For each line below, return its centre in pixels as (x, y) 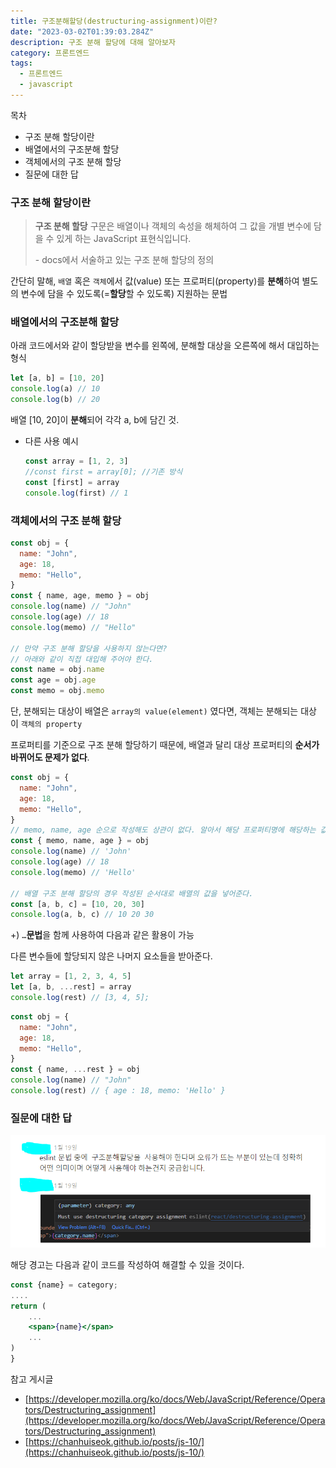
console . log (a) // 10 (55, 389)
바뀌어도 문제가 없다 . (50, 757)
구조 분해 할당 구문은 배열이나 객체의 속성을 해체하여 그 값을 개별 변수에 (173, 226)
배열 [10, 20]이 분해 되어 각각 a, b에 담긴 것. (95, 420)
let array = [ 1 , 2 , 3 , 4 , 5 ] (71, 976)
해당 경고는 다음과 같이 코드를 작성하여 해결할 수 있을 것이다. (127, 1264)
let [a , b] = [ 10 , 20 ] (57, 378)
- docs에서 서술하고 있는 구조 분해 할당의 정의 (124, 260)
